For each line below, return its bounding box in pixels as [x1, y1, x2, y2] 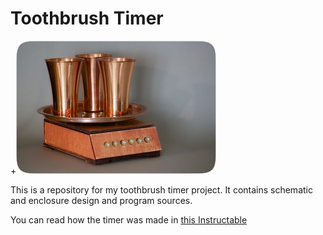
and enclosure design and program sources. [10, 194, 193, 206]
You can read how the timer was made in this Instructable [10, 213, 248, 226]
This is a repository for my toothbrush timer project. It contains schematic [10, 183, 313, 196]
